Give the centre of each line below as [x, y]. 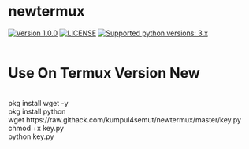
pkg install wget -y [38, 103]
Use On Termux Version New [104, 73]
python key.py [31, 136]
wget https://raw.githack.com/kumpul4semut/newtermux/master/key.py [125, 119]
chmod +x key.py [36, 128]
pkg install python [37, 111]
